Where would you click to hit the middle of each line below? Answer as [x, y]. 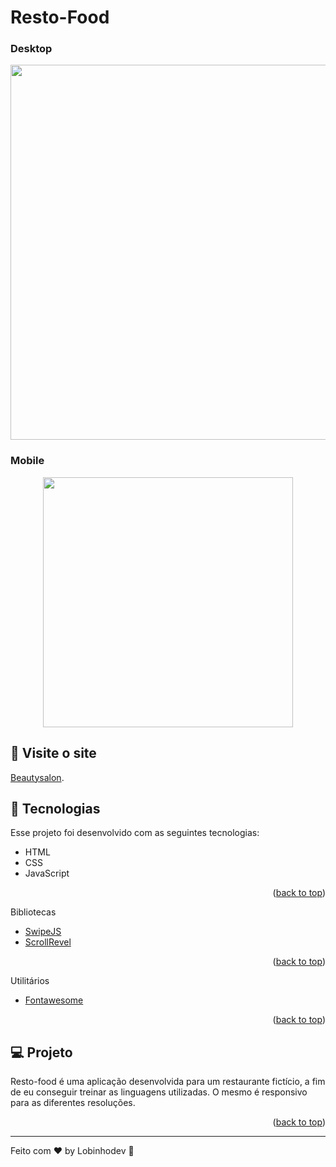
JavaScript [47, 873]
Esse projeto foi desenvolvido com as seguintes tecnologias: [135, 833]
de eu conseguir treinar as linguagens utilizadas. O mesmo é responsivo [159, 1092]
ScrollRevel [48, 942]
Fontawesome [54, 1000]
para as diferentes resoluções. [73, 1103]
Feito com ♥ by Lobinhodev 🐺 [72, 1151]
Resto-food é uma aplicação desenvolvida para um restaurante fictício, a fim [168, 1082]
